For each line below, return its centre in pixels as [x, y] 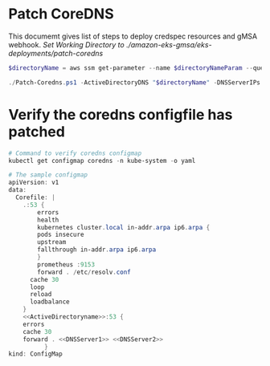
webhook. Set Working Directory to [66, 44]
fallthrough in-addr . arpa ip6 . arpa [97, 250]
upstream [52, 242]
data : [17, 190]
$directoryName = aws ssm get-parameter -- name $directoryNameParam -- [131, 68]
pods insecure [61, 235]
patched [37, 131]
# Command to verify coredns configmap [75, 153]
